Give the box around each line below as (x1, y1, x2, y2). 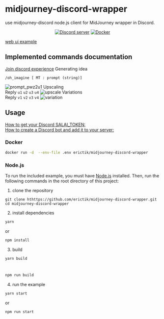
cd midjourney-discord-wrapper (5, 201, 69, 206)
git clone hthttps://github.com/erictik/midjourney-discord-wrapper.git (5, 197, 157, 202)
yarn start (5, 291, 27, 296)
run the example (12, 281, 46, 287)
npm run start (5, 309, 34, 314)
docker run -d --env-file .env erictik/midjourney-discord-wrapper (5, 150, 148, 155)
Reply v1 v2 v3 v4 (5, 94, 39, 100)
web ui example (5, 38, 37, 45)
